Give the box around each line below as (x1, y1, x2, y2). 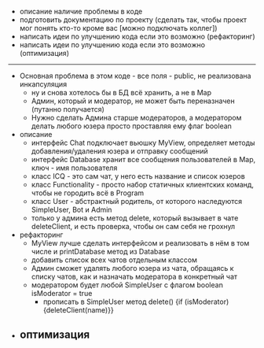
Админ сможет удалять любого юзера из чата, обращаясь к (31, 264, 234, 272)
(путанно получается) (31, 105, 104, 113)
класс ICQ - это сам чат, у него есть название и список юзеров (31, 172, 245, 180)
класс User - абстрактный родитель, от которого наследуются (31, 197, 242, 205)
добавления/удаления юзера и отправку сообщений (31, 146, 208, 156)
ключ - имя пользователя (31, 163, 118, 172)
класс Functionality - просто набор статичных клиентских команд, (31, 180, 254, 189)
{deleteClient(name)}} (42, 305, 114, 314)
